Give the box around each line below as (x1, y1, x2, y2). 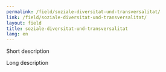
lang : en (6, 31, 28, 37)
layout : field (6, 20, 42, 26)
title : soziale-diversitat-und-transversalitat (6, 25, 129, 32)
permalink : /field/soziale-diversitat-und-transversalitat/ (6, 8, 161, 15)
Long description (6, 59, 49, 67)
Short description (6, 47, 49, 55)
